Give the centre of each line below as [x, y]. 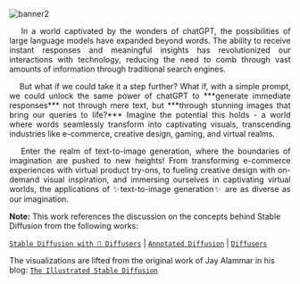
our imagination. [39, 199]
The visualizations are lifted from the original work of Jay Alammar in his [142, 260]
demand [25, 180]
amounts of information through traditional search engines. [117, 69]
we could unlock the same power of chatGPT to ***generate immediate [150, 96]
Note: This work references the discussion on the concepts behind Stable [145, 216]
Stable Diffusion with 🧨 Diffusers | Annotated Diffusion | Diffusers [138, 243]
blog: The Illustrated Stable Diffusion [84, 270]
